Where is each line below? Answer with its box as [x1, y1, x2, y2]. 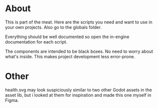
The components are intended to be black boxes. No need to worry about [5, 48, 153, 54]
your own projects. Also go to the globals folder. [5, 24, 102, 30]
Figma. [5, 97, 19, 103]
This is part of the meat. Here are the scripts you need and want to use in [5, 19, 153, 25]
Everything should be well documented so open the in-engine [5, 34, 130, 40]
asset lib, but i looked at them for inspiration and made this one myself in [5, 92, 152, 98]
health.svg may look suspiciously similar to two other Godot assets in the [5, 86, 152, 93]
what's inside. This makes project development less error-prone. [5, 53, 135, 59]
